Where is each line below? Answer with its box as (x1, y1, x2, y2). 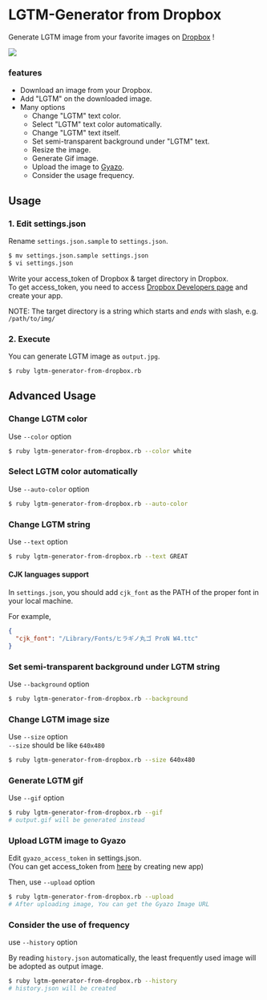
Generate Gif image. (31, 154, 99, 164)
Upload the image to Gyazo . (31, 162, 124, 172)
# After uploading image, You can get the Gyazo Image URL (8, 901, 210, 909)
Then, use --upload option (8, 877, 95, 887)
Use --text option (8, 536, 68, 546)
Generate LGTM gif (8, 775, 84, 786)
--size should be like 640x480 (8, 740, 106, 751)
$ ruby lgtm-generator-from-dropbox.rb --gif (8, 808, 163, 817)
